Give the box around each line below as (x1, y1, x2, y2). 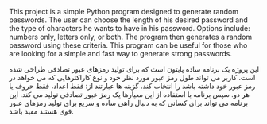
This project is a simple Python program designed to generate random (9, 7, 239, 16)
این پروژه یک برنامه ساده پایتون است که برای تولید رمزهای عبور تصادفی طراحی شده (9, 64, 260, 74)
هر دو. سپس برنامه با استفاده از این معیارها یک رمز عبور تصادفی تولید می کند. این (9, 90, 250, 99)
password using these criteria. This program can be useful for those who (9, 41, 248, 50)
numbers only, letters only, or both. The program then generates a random (9, 32, 253, 41)
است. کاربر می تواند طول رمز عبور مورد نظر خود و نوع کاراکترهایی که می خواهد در (9, 73, 256, 82)
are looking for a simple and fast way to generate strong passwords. (9, 49, 233, 58)
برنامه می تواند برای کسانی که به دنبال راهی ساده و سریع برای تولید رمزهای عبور (9, 99, 249, 107)
